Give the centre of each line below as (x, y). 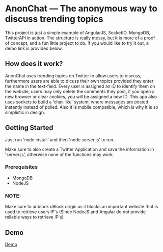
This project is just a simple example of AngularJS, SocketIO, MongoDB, (78, 32)
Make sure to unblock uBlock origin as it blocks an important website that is (81, 207)
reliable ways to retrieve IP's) (34, 217)
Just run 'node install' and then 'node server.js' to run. (60, 140)
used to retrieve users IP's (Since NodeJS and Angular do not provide (76, 212)
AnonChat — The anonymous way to (81, 9)
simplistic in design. (25, 112)
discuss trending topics (54, 19)
